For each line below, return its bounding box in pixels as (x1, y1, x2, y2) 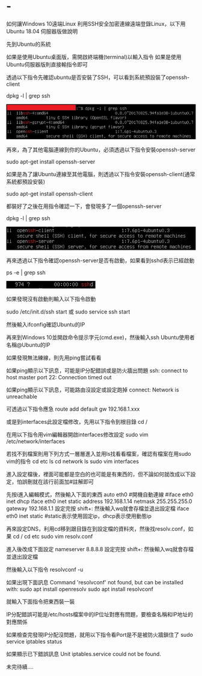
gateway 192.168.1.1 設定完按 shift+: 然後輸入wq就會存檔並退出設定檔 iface (6, 505, 189, 512)
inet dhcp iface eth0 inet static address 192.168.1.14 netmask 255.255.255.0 (6, 498, 192, 505)
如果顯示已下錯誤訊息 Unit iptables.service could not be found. (6, 650, 161, 657)
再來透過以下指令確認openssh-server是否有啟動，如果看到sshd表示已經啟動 (6, 256, 195, 264)
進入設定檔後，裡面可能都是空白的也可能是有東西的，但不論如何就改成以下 (6, 470, 191, 478)
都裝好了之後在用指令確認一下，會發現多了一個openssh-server (6, 203, 162, 210)
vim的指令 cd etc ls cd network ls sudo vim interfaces (6, 458, 139, 465)
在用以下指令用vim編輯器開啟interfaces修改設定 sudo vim (6, 431, 148, 438)
